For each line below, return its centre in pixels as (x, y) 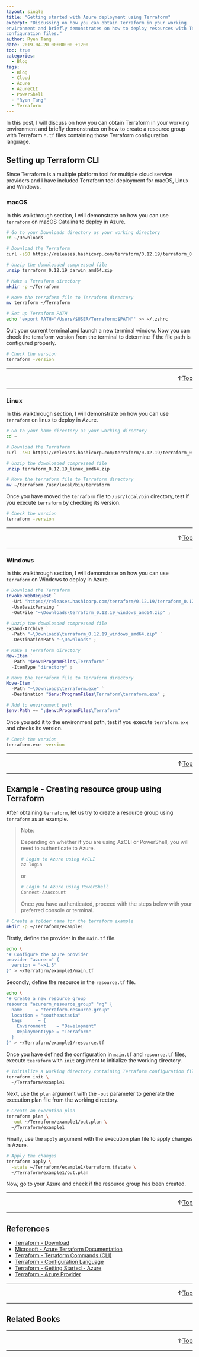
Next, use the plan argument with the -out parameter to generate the (90, 1094)
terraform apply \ (29, 1162)
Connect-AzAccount (43, 893)
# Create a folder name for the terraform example (70, 921)
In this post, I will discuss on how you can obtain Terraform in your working (98, 122)
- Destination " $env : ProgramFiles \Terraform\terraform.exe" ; (89, 695)
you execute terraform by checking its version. (63, 503)
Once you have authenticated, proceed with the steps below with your (106, 904)
